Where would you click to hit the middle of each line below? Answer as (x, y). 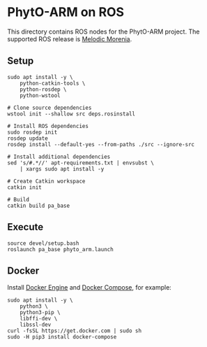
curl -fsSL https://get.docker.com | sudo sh (74, 331)
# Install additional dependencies (59, 157)
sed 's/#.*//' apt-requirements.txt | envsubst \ (81, 163)
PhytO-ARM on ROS (66, 12)
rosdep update (28, 138)
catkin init (24, 187)
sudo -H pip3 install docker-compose (62, 337)
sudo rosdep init (32, 132)
